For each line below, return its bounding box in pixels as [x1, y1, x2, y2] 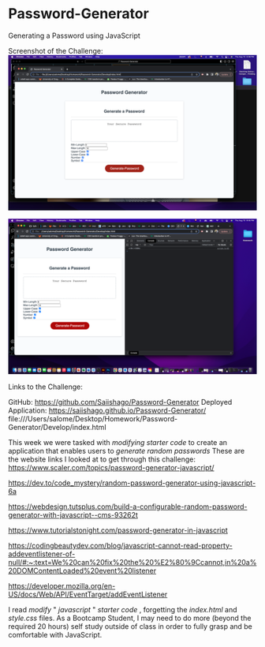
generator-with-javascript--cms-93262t [8, 510, 138, 519]
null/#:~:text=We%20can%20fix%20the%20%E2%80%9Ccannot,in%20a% [8, 557, 257, 567]
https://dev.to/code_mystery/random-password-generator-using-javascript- [8, 478, 256, 488]
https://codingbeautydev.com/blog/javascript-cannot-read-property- [8, 540, 233, 550]
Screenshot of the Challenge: [8, 46, 104, 55]
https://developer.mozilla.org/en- [8, 581, 116, 590]
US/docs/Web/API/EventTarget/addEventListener [8, 589, 168, 599]
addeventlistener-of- [8, 549, 76, 559]
